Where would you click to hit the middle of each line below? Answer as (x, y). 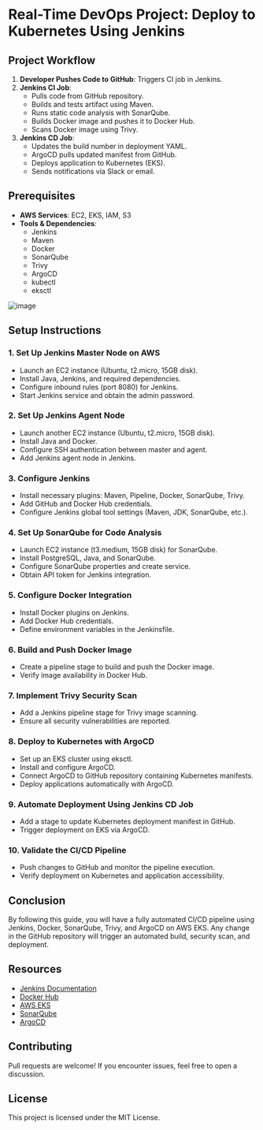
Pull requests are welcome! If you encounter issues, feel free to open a (123, 1065)
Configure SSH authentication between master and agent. (113, 449)
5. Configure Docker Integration (70, 595)
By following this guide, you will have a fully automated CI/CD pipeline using (131, 919)
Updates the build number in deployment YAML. (109, 146)
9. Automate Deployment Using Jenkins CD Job (101, 804)
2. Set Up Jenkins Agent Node (67, 415)
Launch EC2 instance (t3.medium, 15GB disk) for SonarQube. (119, 550)
